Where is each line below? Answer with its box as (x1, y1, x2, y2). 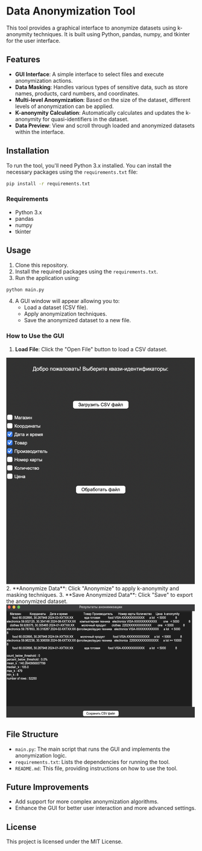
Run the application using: (14, 274, 80, 281)
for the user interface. (6, 37, 61, 44)
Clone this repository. (14, 261, 69, 269)
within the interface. (14, 128, 65, 135)
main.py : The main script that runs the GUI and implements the (14, 745, 171, 753)
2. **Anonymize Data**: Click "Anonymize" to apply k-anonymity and (6, 584, 180, 592)
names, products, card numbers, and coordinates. (14, 89, 140, 97)
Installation (6, 146, 49, 156)
